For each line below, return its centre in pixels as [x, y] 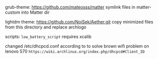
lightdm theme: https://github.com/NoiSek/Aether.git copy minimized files [79, 22]
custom [13, 12]
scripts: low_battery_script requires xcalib [48, 37]
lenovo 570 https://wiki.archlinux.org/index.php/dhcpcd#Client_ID [75, 51]
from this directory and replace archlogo [46, 27]
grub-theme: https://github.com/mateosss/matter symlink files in [70, 7]
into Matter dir [35, 12]
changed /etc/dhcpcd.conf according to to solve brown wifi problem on [77, 46]
